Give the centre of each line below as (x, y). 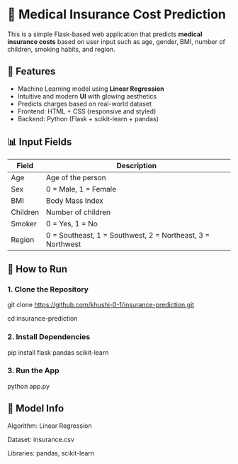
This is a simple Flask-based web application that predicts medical (105, 34)
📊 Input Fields (40, 142)
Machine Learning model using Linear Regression (91, 89)
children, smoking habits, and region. (61, 49)
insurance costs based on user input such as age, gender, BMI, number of (116, 41)
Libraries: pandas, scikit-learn (51, 453)
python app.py (29, 386)
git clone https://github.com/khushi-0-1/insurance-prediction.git (101, 305)
